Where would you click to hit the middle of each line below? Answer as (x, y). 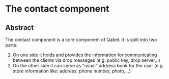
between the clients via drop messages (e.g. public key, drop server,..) (86, 60)
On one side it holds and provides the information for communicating (85, 55)
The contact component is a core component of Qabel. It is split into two (81, 39)
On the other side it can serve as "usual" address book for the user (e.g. (88, 66)
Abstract (20, 28)
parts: (11, 45)
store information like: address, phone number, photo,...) (72, 71)
